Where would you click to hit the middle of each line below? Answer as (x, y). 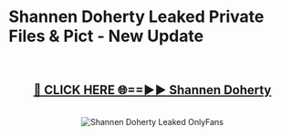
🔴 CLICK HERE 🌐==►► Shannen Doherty (152, 90)
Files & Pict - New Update (106, 36)
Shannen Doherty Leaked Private (136, 17)
